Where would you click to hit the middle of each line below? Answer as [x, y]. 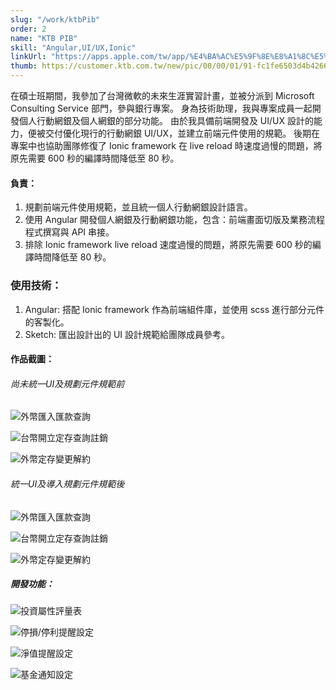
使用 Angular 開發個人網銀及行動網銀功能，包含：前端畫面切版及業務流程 [174, 220]
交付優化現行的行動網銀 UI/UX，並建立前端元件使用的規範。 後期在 [182, 133]
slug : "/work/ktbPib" [55, 19]
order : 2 [28, 29]
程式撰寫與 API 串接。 [69, 232]
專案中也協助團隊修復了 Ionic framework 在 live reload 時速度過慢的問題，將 [166, 145]
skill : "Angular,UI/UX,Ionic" [73, 47]
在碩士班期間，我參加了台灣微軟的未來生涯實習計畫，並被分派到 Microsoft [162, 95]
